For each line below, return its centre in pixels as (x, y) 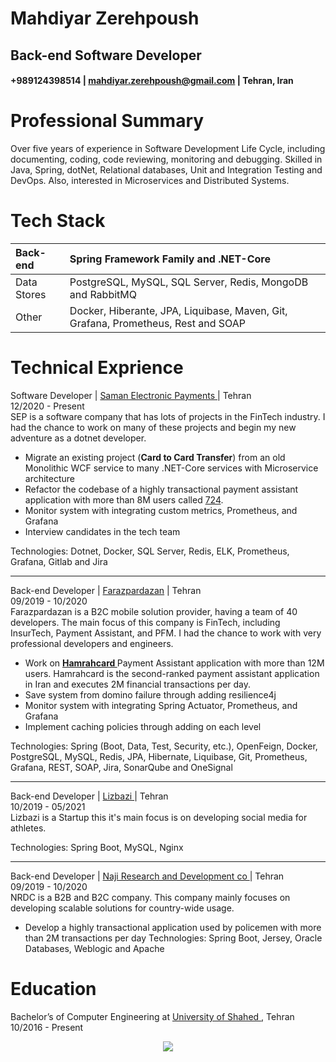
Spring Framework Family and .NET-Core (170, 259)
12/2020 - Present (47, 406)
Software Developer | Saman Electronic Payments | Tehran (131, 395)
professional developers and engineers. (92, 643)
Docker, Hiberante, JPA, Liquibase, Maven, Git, (178, 311)
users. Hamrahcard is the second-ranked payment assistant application (172, 673)
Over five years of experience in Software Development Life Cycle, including (168, 149)
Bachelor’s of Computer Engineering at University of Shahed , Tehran (152, 1016)
